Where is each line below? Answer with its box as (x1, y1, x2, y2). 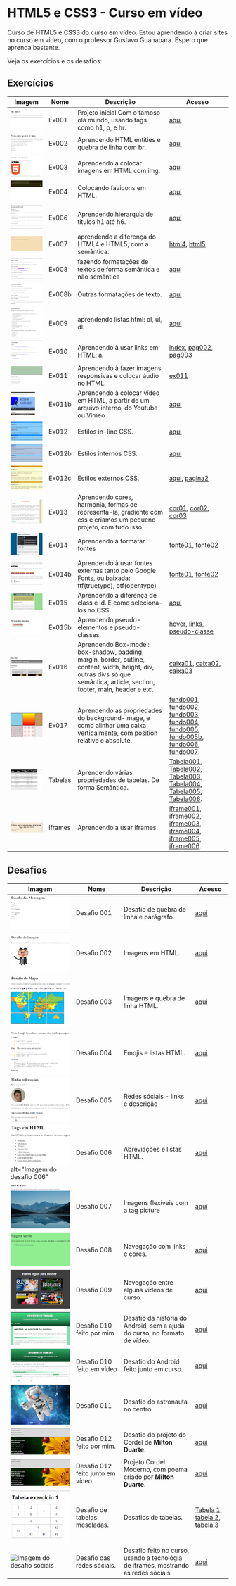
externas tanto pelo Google (77, 566, 157, 574)
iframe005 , (169, 834, 202, 843)
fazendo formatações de (77, 258, 149, 266)
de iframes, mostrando (123, 1561, 190, 1569)
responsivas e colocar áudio (77, 371, 159, 379)
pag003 (169, 351, 193, 360)
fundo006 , (169, 740, 200, 748)
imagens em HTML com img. (77, 167, 160, 175)
